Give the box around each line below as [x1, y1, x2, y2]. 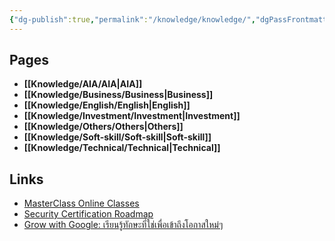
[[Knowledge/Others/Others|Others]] [23, 121, 184, 133]
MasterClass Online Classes [23, 197, 140, 210]
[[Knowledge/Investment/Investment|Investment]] [23, 110, 241, 122]
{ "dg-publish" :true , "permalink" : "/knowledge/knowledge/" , [9, 14, 256, 25]
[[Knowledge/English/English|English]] [23, 99, 191, 111]
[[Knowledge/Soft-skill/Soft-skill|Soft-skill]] [23, 131, 212, 143]
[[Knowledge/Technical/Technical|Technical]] [23, 142, 221, 154]
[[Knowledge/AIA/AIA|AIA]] [23, 78, 143, 90]
